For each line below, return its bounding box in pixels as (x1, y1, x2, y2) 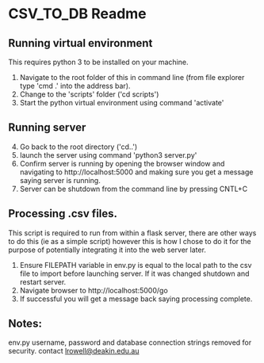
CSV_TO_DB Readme (8, 5, 147, 23)
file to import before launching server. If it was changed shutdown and (19, 269, 250, 278)
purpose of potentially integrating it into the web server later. (8, 245, 206, 254)
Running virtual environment (8, 36, 153, 50)
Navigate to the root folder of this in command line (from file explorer (19, 73, 245, 82)
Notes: (8, 317, 42, 331)
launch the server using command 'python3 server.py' (19, 150, 197, 159)
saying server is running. (19, 175, 101, 185)
